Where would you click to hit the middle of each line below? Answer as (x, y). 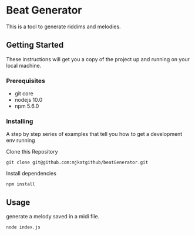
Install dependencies (31, 174)
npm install (21, 184)
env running (21, 140)
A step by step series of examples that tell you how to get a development (94, 134)
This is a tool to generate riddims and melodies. (64, 26)
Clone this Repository (32, 152)
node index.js (23, 227)
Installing (20, 121)
